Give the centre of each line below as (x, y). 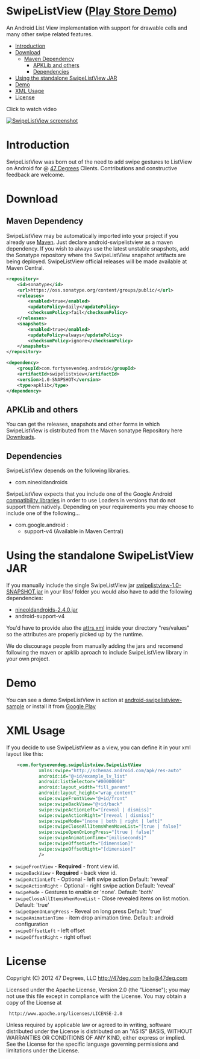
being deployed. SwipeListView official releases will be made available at (97, 261)
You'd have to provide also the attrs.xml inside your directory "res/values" (98, 628)
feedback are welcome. (36, 174)
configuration (32, 924)
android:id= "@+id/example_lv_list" (83, 776)
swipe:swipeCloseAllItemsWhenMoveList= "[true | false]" (110, 827)
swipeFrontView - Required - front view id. (67, 866)
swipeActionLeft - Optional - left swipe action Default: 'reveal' (92, 879)
